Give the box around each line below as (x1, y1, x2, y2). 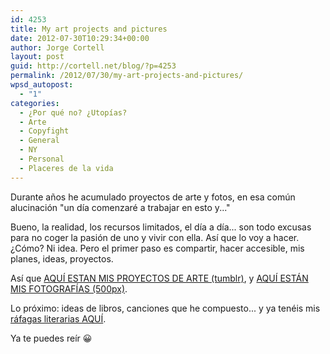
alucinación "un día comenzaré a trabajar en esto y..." (10, 201, 231, 213)
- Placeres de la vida (19, 163, 114, 173)
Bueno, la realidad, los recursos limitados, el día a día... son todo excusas (10, 221, 312, 233)
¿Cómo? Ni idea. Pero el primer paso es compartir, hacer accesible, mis (10, 242, 305, 254)
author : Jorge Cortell (10, 42, 105, 53)
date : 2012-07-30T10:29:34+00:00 (10, 33, 150, 43)
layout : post (10, 52, 65, 62)
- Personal (19, 154, 65, 164)
